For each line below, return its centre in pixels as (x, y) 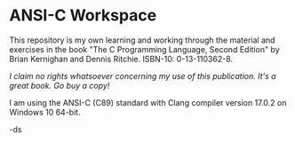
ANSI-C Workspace (83, 16)
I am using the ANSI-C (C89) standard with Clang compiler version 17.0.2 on (148, 102)
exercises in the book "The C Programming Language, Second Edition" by (144, 49)
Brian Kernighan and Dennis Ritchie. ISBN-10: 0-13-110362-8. (121, 59)
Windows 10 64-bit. (45, 112)
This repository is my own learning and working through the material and (142, 40)
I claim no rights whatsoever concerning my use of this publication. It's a (143, 75)
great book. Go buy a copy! (60, 85)
